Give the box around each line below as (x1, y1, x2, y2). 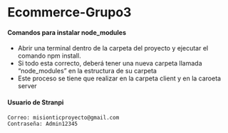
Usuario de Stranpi (7, 97, 64, 107)
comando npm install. (17, 51, 81, 60)
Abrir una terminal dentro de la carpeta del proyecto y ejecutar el (17, 44, 209, 53)
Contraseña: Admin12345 (7, 120, 78, 127)
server (17, 82, 37, 90)
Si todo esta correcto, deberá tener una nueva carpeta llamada (17, 59, 202, 68)
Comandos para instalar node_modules (7, 28, 127, 36)
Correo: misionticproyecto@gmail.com (7, 114, 120, 121)
